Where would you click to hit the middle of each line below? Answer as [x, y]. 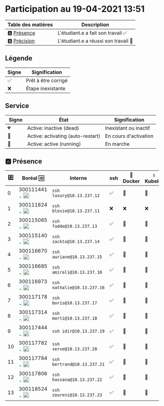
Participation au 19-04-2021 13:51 [75, 9]
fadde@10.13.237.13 [75, 226]
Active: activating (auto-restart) [64, 136]
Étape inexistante [46, 88]
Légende [19, 58]
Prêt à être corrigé [47, 81]
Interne [78, 178]
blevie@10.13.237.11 [76, 211]
